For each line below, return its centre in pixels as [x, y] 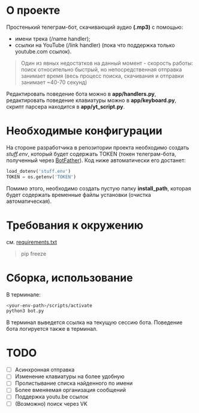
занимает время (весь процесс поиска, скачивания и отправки [102, 76]
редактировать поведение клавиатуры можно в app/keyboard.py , [91, 100]
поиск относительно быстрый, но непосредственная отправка [101, 69]
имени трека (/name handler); [53, 38]
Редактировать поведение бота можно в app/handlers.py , [81, 94]
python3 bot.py [25, 311]
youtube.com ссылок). [43, 51]
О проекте [33, 11]
